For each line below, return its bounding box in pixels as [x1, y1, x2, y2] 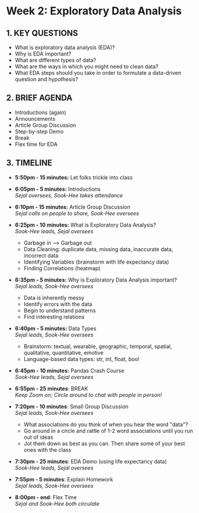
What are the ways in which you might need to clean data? [14, 63, 159, 70]
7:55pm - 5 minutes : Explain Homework [14, 475, 113, 483]
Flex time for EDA [14, 141, 58, 148]
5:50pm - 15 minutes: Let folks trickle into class [14, 173, 133, 181]
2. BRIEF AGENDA [6, 93, 73, 103]
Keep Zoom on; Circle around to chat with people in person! [14, 391, 162, 398]
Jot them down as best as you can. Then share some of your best [23, 439, 185, 447]
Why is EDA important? [14, 50, 71, 57]
